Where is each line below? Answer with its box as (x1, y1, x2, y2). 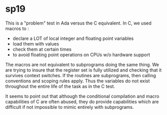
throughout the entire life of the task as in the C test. (5, 83, 115, 89)
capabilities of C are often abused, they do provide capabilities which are (5, 98, 159, 105)
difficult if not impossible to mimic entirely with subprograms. (5, 104, 134, 110)
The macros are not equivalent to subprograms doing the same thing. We (5, 61, 159, 67)
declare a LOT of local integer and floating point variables (12, 35, 134, 41)
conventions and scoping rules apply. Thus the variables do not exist (5, 78, 150, 84)
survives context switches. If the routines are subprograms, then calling (5, 72, 156, 78)
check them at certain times (12, 46, 71, 52)
